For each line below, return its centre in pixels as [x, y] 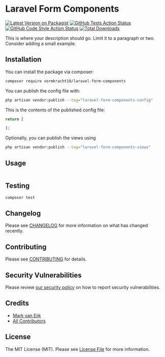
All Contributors [29, 321]
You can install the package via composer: [49, 72]
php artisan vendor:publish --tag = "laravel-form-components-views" [78, 147]
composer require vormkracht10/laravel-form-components [65, 81]
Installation [23, 60]
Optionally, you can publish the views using [51, 138]
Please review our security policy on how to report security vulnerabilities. [83, 287]
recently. [14, 231]
